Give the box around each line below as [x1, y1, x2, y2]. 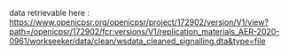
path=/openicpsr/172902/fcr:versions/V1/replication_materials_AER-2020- [9, 27, 280, 36]
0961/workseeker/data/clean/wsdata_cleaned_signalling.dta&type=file [9, 35, 266, 46]
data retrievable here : [9, 8, 90, 18]
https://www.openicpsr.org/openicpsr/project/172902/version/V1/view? [9, 17, 269, 27]
